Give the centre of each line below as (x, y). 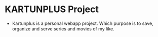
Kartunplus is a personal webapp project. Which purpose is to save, (83, 23)
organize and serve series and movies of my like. (63, 28)
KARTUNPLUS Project (52, 9)
